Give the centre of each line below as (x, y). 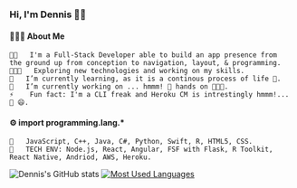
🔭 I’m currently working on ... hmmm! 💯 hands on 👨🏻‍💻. (119, 87)
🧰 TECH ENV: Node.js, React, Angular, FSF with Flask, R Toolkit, (141, 150)
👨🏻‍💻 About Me (37, 36)
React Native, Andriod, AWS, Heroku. (81, 157)
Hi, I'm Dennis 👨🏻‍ (48, 14)
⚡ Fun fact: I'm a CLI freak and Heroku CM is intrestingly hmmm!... (149, 95)
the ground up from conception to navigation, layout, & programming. (145, 63)
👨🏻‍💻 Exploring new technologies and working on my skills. (127, 71)
